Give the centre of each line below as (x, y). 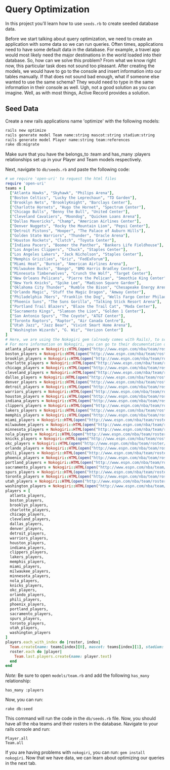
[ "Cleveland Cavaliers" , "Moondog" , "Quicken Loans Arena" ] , (76, 217)
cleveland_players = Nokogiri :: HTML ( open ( (51, 373)
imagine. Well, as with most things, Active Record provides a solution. (78, 93)
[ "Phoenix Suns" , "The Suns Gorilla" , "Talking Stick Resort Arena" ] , (86, 302)
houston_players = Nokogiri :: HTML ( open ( (49, 396)
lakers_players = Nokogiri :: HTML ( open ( (47, 410)
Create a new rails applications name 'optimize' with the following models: (82, 121)
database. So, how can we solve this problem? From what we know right (81, 60)
